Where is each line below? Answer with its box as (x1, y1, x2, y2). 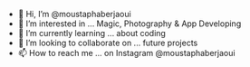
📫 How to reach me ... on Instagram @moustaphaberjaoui (17, 48, 236, 58)
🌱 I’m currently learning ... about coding (17, 28, 166, 38)
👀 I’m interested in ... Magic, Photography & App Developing (17, 18, 242, 29)
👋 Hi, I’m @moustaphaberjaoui (17, 9, 131, 19)
